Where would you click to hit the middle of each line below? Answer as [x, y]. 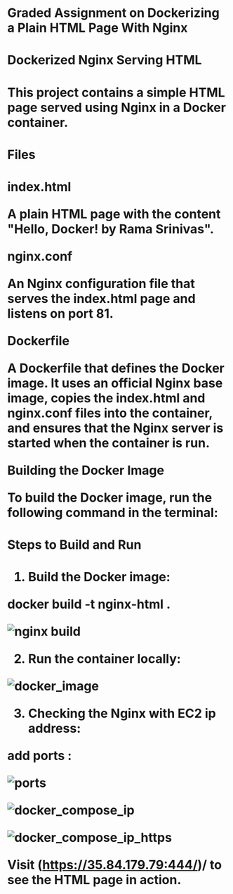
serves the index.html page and [101, 298]
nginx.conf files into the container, [110, 413]
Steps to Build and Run [74, 545]
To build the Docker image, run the [110, 497]
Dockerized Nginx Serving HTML [105, 60]
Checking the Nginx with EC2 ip [122, 714]
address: [54, 729]
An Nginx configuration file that [101, 284]
